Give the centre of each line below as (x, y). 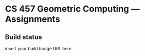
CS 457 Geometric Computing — (72, 9)
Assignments (33, 19)
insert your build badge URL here (38, 49)
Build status (24, 37)
